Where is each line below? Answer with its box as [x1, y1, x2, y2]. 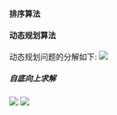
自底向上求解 [9, 73, 56, 84]
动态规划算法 [9, 30, 56, 41]
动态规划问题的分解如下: [9, 51, 97, 62]
